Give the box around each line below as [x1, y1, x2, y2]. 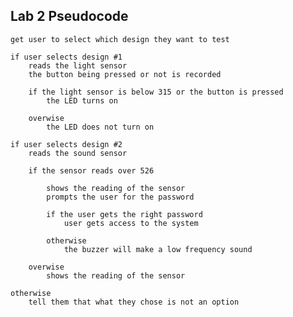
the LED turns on [46, 95, 118, 106]
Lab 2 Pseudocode [10, 8, 129, 25]
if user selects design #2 [10, 139, 123, 149]
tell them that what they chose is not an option [28, 297, 240, 307]
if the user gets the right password [46, 209, 203, 219]
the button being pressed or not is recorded [28, 69, 222, 79]
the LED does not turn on [46, 122, 155, 132]
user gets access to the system [63, 218, 199, 228]
